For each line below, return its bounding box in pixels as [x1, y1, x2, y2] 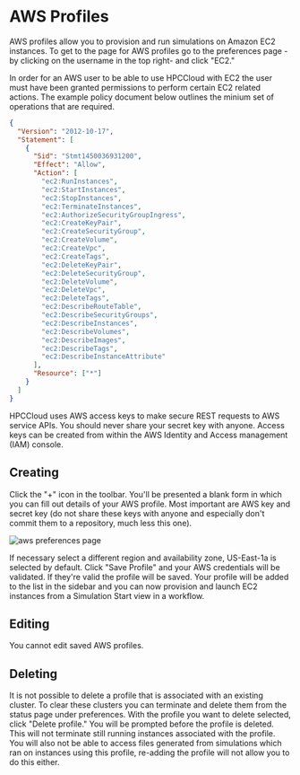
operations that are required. [9, 101, 115, 111]
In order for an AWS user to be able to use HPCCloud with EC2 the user [9, 72, 273, 83]
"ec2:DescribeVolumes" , [41, 327, 130, 336]
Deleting [9, 666, 58, 682]
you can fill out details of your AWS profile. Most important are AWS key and [9, 498, 291, 509]
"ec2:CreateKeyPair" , [41, 218, 123, 228]
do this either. [9, 757, 60, 768]
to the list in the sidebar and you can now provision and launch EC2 [9, 581, 258, 592]
